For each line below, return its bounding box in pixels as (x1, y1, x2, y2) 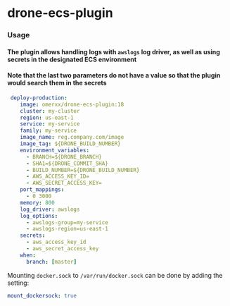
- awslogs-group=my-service (25, 219, 109, 226)
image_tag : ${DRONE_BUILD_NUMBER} (20, 140, 121, 147)
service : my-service (20, 121, 80, 128)
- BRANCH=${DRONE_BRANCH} (25, 153, 102, 160)
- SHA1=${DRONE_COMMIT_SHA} (25, 160, 109, 167)
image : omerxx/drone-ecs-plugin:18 (20, 101, 124, 108)
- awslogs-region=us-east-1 (25, 226, 109, 233)
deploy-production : (10, 94, 68, 102)
